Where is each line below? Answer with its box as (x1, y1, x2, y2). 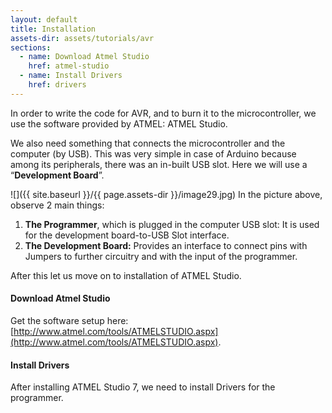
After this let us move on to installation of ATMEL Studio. (10, 269, 242, 281)
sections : (10, 42, 52, 53)
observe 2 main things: (10, 199, 105, 211)
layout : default (10, 14, 78, 25)
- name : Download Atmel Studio (19, 52, 150, 62)
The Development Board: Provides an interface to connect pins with (24, 239, 308, 251)
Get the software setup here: (10, 314, 129, 326)
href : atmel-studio (28, 61, 110, 71)
